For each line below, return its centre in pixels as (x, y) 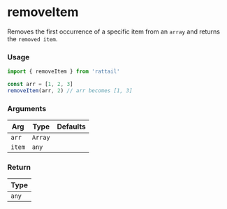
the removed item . (32, 38)
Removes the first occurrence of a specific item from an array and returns (113, 31)
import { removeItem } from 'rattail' (64, 72)
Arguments (27, 108)
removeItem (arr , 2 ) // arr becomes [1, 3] (70, 91)
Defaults (71, 127)
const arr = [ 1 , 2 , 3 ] (40, 85)
